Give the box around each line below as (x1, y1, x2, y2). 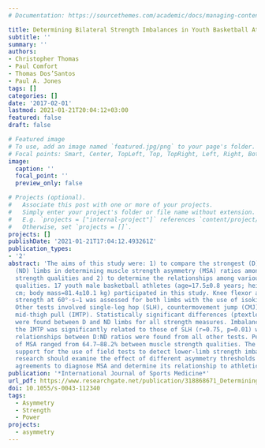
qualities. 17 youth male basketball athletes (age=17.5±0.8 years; (15, 282, 245, 289)
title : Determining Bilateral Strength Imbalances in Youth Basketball (8, 25, 248, 34)
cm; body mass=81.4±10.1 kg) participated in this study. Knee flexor (15, 289, 252, 297)
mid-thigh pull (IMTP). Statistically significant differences (15, 311, 227, 319)
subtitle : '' (8, 33, 51, 41)
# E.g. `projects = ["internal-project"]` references (8, 215, 196, 223)
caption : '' (15, 165, 55, 173)
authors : (8, 48, 37, 56)
